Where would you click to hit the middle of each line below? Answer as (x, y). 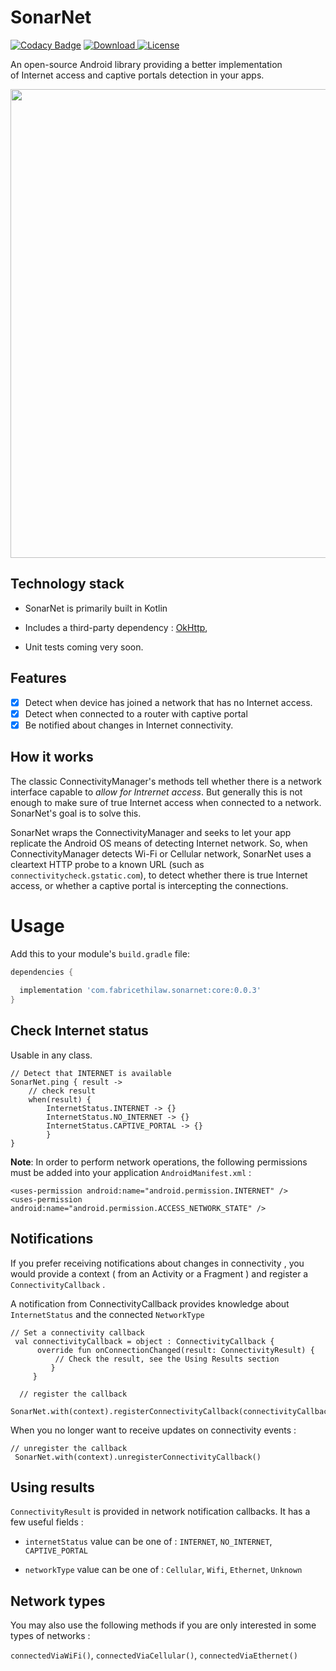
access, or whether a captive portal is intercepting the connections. (149, 885)
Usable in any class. (51, 1055)
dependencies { (42, 972)
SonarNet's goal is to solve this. (76, 813)
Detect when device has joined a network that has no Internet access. (168, 702)
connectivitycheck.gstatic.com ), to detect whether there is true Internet (159, 875)
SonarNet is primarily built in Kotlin (96, 608)
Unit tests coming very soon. (84, 647)
